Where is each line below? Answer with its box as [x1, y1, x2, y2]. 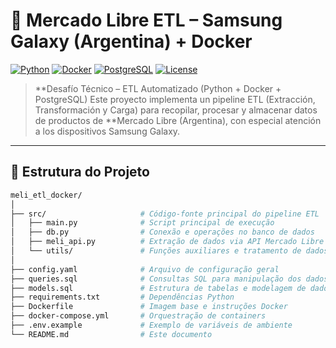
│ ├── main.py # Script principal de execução [10, 218, 275, 228]
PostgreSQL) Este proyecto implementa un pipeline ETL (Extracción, [34, 93, 316, 105]
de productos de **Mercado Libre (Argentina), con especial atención [34, 114, 322, 126]
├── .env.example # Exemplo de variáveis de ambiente [10, 320, 293, 330]
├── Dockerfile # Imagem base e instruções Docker [10, 302, 288, 312]
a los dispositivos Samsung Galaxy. [34, 125, 181, 137]
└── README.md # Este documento [10, 329, 213, 339]
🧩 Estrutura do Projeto [10, 164, 150, 181]
